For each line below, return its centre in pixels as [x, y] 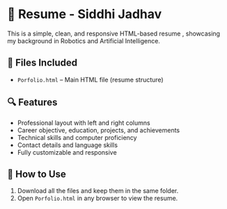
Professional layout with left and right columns [84, 123]
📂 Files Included [42, 63]
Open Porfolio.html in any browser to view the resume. [97, 199]
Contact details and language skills [68, 145]
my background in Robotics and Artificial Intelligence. [84, 40]
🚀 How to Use [37, 174]
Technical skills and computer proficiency [77, 137]
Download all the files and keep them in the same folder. [98, 191]
